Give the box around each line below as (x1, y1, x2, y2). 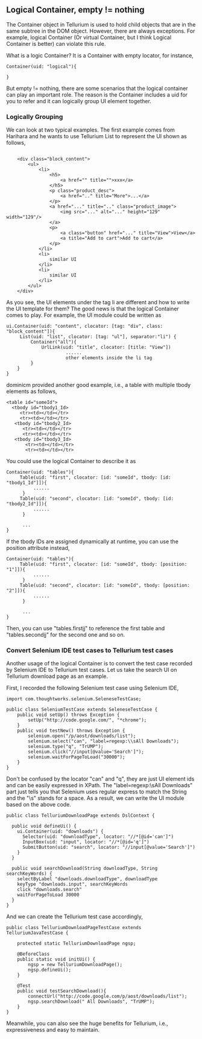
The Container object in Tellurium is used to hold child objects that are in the (6, 21, 196, 28)
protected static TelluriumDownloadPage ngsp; (17, 941, 136, 947)
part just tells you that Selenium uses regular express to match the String (6, 788, 187, 796)
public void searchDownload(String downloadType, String (11, 866, 158, 872)
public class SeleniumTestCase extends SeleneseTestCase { (6, 706, 158, 713)
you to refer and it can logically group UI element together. (6, 97, 152, 104)
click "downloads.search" (17, 887, 83, 893)
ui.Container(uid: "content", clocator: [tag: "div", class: (6, 323, 163, 330)
